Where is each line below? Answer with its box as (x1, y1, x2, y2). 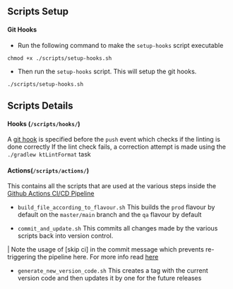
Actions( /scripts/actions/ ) (7, 166, 90, 175)
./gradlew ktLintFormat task (7, 150, 92, 159)
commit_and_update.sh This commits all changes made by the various (17, 224, 218, 233)
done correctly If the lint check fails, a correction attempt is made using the (7, 142, 226, 151)
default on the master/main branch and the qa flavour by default (17, 211, 202, 219)
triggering (7, 253, 37, 262)
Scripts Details (7, 99, 73, 111)
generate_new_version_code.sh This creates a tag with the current (17, 266, 208, 275)
